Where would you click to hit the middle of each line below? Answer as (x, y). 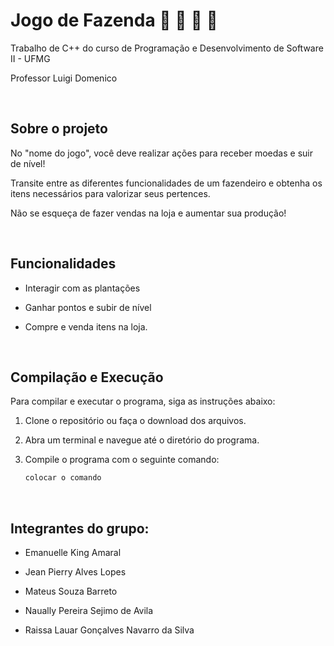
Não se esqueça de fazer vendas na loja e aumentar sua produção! (148, 213)
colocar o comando (63, 478)
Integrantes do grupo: (80, 528)
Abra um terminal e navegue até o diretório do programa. (142, 440)
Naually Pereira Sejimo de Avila (89, 611)
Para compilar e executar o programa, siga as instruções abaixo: (143, 401)
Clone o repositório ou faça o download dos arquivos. (135, 421)
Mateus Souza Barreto (71, 591)
